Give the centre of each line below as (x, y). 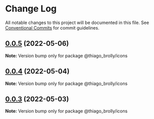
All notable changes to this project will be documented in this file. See (77, 22)
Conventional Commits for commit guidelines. (52, 27)
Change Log (31, 9)
